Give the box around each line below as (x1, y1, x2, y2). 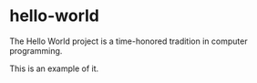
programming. (9, 45, 63, 56)
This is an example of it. (9, 63, 99, 74)
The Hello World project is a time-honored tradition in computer (9, 36, 248, 47)
